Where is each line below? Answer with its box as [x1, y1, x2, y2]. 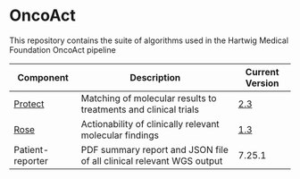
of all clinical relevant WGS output [80, 154, 223, 166]
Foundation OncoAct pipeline [9, 44, 116, 55]
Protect [13, 98, 45, 110]
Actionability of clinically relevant [80, 117, 221, 130]
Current [245, 65, 279, 78]
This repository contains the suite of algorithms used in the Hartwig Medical [9, 35, 288, 46]
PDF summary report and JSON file [80, 143, 229, 156]
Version [245, 77, 279, 89]
